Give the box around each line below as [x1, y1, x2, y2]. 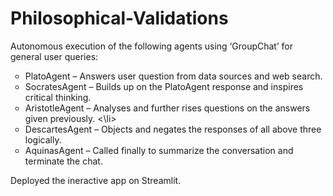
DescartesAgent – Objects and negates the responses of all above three [24, 123, 322, 135]
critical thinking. [24, 91, 92, 103]
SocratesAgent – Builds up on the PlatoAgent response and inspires [24, 80, 304, 92]
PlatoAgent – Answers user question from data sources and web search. [24, 70, 323, 82]
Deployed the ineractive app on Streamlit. [10, 174, 182, 186]
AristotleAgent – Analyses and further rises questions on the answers [24, 102, 311, 114]
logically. [24, 133, 62, 146]
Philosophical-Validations [10, 7, 229, 30]
